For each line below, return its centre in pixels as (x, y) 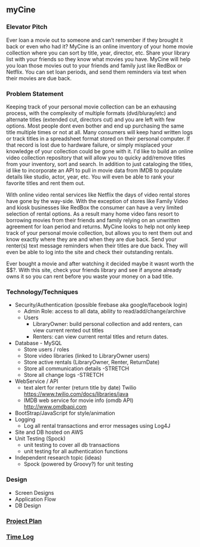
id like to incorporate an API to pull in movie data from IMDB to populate (94, 170)
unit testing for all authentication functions (76, 451)
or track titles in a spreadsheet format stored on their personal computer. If (98, 138)
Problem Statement (35, 93)
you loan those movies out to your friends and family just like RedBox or (95, 65)
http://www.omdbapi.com (55, 407)
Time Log (20, 537)
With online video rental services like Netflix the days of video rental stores (98, 195)
